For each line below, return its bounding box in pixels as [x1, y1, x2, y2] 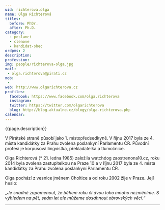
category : [5, 30, 26, 35]
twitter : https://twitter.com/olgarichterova [9, 103, 105, 108]
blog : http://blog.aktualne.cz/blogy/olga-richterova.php [9, 107, 131, 113]
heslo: [5, 180, 18, 186]
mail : [5, 67, 16, 72]
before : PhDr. [9, 21, 38, 26]
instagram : [9, 99, 32, 104]
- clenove [9, 39, 29, 44]
